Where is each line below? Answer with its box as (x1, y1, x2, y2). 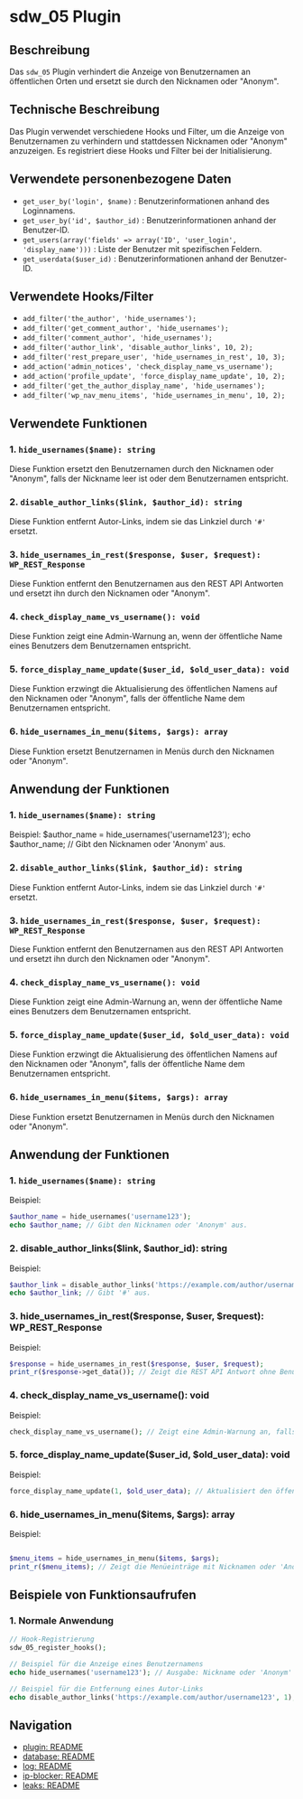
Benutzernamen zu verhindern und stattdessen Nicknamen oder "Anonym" (9, 136, 289, 146)
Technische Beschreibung (9, 102, 161, 118)
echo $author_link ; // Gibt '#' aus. (9, 1288, 151, 1298)
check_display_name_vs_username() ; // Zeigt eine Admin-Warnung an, (9, 1427, 272, 1436)
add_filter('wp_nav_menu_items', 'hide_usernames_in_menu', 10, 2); (22, 391, 286, 400)
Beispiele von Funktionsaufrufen (9, 1587, 197, 1603)
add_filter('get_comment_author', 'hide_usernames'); (22, 324, 229, 334)
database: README (22, 1751, 96, 1762)
